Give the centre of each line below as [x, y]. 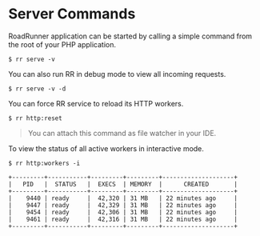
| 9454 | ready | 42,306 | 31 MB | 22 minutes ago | [123, 212]
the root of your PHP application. [62, 44]
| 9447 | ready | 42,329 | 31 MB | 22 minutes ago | [123, 205]
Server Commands [72, 14]
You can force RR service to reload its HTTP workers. [96, 103]
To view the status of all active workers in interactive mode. [106, 148]
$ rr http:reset [35, 118]
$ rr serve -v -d [37, 89]
